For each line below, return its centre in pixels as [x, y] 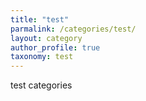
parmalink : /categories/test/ [73, 29]
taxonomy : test [42, 57]
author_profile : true [55, 47]
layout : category [46, 38]
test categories [41, 85]
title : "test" [40, 19]
